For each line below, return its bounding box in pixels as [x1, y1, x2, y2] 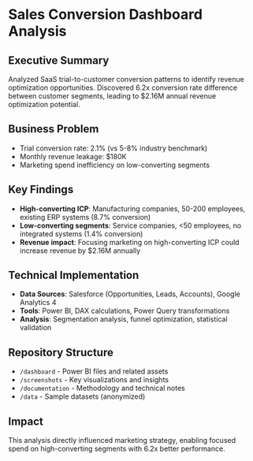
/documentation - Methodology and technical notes [19, 384, 185, 393]
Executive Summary [8, 54, 110, 67]
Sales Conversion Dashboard [8, 6, 203, 24]
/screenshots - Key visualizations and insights [19, 375, 169, 385]
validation [19, 323, 52, 333]
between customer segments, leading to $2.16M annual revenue [8, 91, 217, 100]
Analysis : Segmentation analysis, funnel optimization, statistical [19, 314, 228, 324]
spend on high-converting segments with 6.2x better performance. [8, 444, 226, 454]
